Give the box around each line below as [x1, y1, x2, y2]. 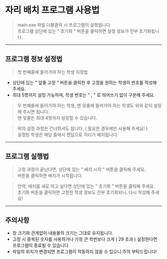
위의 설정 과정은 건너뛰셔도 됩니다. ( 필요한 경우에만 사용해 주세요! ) [17, 125, 148, 131]
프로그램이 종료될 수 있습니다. [12, 243, 70, 249]
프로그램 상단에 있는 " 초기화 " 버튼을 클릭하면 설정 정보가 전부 [17, 28, 138, 34]
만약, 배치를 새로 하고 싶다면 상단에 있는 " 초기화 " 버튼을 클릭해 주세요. [17, 183, 155, 189]
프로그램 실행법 [5, 152, 49, 161]
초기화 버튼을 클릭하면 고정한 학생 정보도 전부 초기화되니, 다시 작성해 [17, 189, 150, 195]
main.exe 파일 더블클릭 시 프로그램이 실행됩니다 [17, 22, 110, 28]
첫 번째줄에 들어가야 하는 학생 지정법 [17, 69, 88, 75]
